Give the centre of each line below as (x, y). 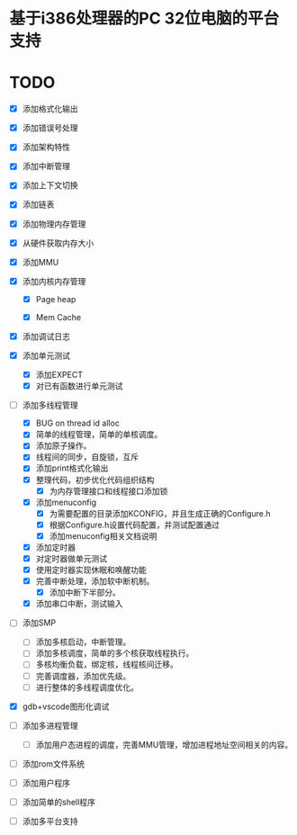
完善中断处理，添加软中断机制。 (95, 581)
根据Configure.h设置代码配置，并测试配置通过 (135, 525)
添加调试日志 (46, 336)
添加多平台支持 (50, 821)
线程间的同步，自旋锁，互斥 (87, 457)
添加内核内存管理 (54, 281)
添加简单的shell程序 (59, 802)
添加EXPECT (59, 375)
